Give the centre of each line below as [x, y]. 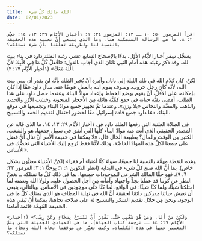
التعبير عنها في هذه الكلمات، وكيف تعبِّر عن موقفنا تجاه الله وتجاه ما [97, 227]
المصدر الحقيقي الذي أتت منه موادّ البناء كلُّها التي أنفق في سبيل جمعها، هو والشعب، [99, 130]
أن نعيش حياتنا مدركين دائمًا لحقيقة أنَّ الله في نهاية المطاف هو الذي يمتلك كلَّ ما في [100, 193]
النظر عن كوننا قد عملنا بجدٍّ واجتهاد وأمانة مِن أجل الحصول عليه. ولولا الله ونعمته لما [99, 180]
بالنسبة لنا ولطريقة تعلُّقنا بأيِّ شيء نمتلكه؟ [63, 45]
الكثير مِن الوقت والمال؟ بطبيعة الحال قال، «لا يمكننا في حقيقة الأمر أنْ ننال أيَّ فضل [100, 137]
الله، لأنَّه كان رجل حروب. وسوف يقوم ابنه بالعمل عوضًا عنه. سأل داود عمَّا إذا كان [96, 86]
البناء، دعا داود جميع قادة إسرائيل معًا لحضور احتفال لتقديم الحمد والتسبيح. [89, 112]
